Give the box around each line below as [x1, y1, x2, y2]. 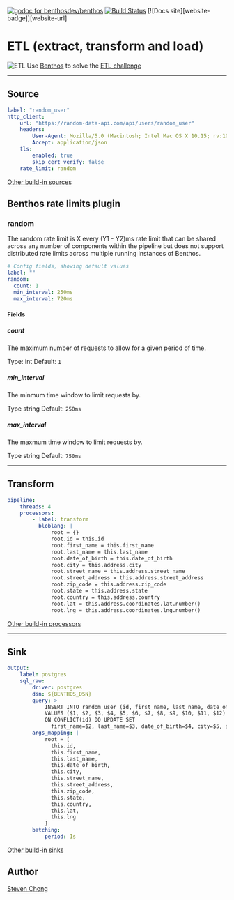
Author [7, 866, 38, 878]
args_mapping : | [32, 729, 79, 737]
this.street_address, [51, 781, 114, 788]
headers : [19, 126, 45, 133]
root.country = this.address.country [51, 593, 160, 601]
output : [7, 664, 30, 672]
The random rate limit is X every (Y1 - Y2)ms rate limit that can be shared [7, 234, 217, 243]
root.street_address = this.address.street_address [51, 574, 204, 581]
